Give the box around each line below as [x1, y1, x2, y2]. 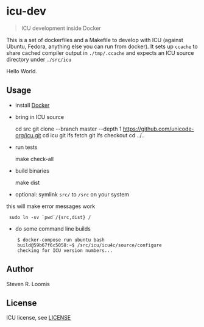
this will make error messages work [6, 203, 96, 210]
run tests [15, 143, 38, 151]
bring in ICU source [15, 113, 65, 120]
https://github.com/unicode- [122, 125, 194, 132]
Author [6, 264, 33, 275]
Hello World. [6, 67, 38, 74]
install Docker [15, 101, 50, 109]
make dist [15, 179, 40, 186]
